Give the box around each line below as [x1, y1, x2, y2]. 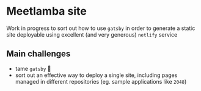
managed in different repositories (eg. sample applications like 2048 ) [15, 78, 187, 85]
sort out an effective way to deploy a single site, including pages [15, 71, 178, 79]
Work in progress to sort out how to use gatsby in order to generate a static [6, 24, 196, 32]
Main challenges [6, 49, 71, 59]
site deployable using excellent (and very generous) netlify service [6, 31, 178, 38]
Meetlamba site [6, 4, 87, 18]
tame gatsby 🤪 [15, 65, 51, 72]
